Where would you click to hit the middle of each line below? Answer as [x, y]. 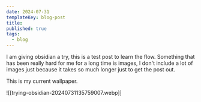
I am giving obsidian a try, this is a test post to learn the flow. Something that [100, 57]
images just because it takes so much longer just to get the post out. [91, 69]
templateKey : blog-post [36, 17]
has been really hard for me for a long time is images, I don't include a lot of [100, 63]
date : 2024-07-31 [28, 12]
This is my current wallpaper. [42, 81]
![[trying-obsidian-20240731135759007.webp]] [64, 93]
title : [14, 23]
